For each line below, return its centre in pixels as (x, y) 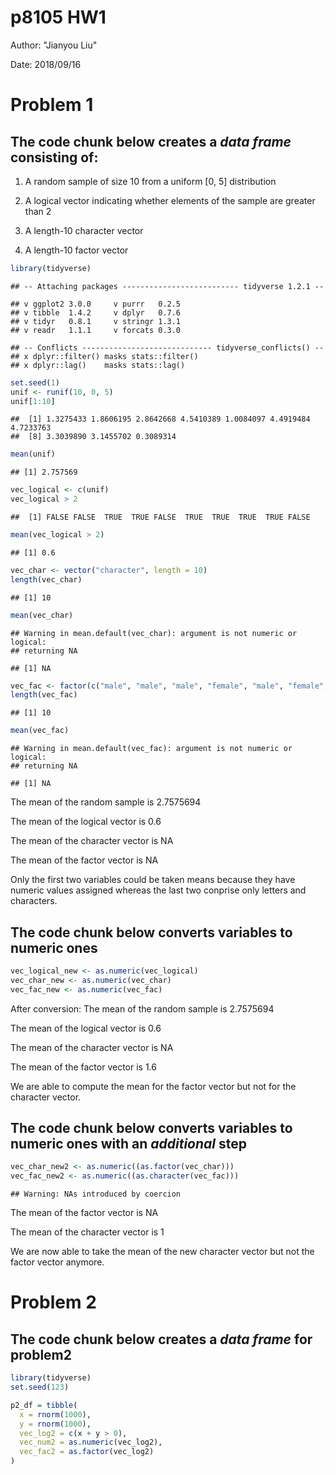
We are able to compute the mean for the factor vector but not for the (153, 1086)
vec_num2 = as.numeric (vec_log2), (91, 1442)
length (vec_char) (46, 579)
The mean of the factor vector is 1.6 (83, 1067)
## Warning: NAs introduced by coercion (96, 1194)
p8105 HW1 (58, 17)
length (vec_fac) (44, 695)
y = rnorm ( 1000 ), (55, 1424)
